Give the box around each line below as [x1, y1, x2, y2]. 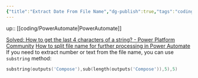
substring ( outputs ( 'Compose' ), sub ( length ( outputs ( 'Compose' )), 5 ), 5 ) [6, 66, 178, 72]
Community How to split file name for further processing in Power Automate [6, 42, 190, 49]
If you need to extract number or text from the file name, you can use [6, 48, 174, 56]
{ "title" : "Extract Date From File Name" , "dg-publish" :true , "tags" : [6, 8, 176, 15]
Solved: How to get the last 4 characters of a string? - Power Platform [6, 36, 176, 43]
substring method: [6, 55, 52, 62]
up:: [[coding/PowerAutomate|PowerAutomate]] [6, 25, 122, 32]
